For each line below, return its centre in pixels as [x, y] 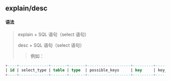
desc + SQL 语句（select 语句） [51, 45]
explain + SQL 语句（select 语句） [53, 34]
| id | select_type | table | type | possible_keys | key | [81, 70]
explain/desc [26, 8]
